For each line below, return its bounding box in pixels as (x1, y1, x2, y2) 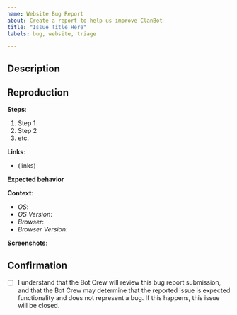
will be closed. (17, 302, 60, 310)
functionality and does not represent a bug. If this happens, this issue (17, 294, 220, 302)
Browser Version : (17, 225, 69, 234)
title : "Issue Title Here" (7, 23, 87, 30)
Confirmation (7, 259, 68, 271)
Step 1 (17, 119, 36, 127)
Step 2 (17, 127, 37, 135)
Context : (7, 189, 34, 197)
